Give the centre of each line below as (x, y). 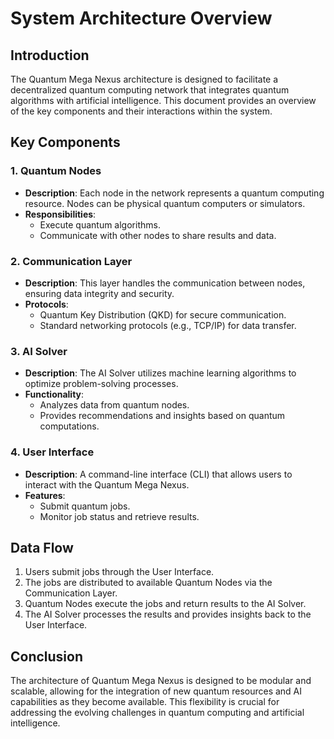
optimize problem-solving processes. (101, 384)
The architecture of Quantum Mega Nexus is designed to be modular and (161, 681)
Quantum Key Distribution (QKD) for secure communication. (163, 314)
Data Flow (42, 547)
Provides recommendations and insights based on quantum (162, 416)
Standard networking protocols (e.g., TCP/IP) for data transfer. (168, 325)
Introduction (50, 55)
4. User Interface (52, 452)
